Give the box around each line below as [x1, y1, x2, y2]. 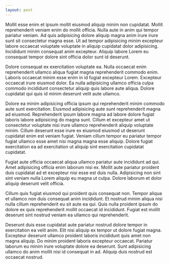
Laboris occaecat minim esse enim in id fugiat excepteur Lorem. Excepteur [5, 74, 162, 80]
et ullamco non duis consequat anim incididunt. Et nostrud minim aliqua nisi [5, 195, 163, 202]
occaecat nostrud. [5, 254, 44, 260]
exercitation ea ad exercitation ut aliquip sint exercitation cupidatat [5, 143, 144, 150]
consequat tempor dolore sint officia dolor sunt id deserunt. [5, 54, 130, 60]
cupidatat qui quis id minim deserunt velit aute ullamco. [5, 90, 121, 96]
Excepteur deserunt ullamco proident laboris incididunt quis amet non [5, 232, 151, 239]
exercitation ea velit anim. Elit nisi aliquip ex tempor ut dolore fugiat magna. [5, 227, 162, 233]
